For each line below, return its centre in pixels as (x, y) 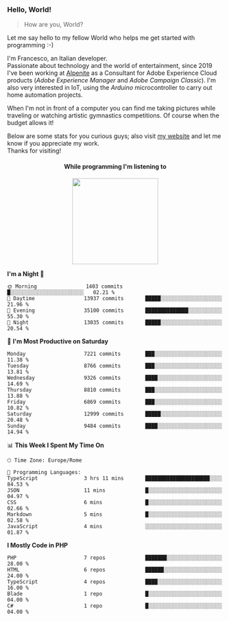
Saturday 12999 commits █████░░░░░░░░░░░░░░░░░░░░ (115, 414)
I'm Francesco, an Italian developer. (57, 58)
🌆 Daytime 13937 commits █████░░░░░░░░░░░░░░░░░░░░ (115, 298)
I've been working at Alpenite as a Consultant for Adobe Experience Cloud (112, 73)
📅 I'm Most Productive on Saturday (58, 341)
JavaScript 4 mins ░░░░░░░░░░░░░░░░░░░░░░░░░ (115, 526)
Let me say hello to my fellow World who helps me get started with (101, 38)
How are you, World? (53, 25)
